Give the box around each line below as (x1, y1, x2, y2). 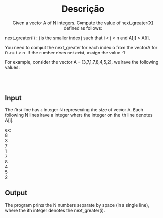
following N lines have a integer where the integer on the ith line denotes (5, 112, 153, 118)
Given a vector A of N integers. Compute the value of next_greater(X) (12, 20, 154, 26)
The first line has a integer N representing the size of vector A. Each (5, 107, 143, 112)
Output (5, 189, 27, 197)
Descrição (61, 3, 105, 15)
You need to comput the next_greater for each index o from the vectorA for (5, 44, 158, 50)
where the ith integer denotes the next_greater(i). (5, 207, 105, 213)
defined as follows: (63, 25, 103, 31)
